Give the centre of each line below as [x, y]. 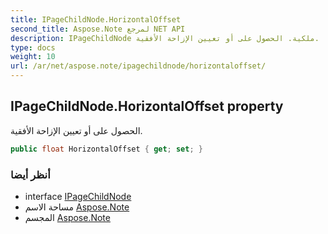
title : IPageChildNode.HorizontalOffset [96, 19]
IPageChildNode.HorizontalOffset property [147, 106]
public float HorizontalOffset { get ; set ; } [106, 149]
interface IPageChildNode [78, 196]
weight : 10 [33, 57]
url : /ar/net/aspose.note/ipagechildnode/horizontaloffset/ [138, 66]
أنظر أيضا [30, 174]
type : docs [33, 47]
